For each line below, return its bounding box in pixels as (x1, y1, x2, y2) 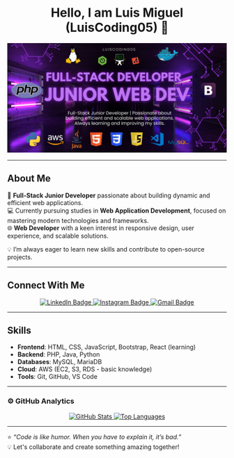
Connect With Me (7, 279, 85, 291)
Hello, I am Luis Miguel (50, 5, 184, 21)
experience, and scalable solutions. (7, 231, 109, 240)
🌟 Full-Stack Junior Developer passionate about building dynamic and (7, 191, 210, 199)
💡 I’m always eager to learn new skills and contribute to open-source (7, 245, 205, 253)
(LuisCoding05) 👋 (65, 19, 169, 35)
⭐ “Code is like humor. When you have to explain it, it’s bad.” (7, 432, 182, 441)
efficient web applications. (7, 198, 84, 206)
